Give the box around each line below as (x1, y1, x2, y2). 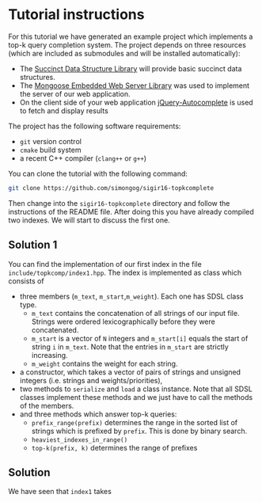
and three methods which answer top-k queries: (19, 409, 177, 419)
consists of (8, 276, 45, 286)
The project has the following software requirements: (8, 121, 181, 131)
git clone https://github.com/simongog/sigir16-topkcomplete (8, 184, 215, 192)
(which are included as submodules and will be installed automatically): (8, 48, 241, 58)
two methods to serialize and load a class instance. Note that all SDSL (19, 384, 253, 394)
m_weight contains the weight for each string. (31, 359, 178, 368)
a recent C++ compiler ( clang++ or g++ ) (19, 153, 147, 163)
